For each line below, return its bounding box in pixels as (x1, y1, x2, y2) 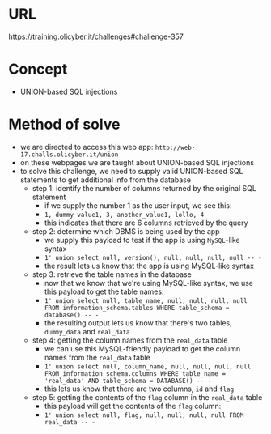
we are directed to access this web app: (19, 142, 154, 151)
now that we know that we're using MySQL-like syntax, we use (44, 278, 253, 287)
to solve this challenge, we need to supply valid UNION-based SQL (19, 166, 244, 176)
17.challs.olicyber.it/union (19, 151, 119, 159)
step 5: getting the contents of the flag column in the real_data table (32, 392, 263, 402)
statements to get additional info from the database (19, 175, 192, 185)
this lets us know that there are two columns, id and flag (44, 384, 235, 394)
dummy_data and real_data (44, 326, 131, 336)
